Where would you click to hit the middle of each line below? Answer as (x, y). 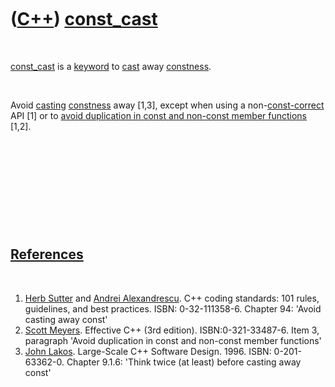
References (47, 254)
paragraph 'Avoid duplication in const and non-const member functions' (173, 340)
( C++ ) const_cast (84, 19)
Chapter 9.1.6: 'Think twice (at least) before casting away (184, 362)
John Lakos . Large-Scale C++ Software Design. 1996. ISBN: (148, 351)
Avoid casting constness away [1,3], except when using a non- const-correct (167, 105)
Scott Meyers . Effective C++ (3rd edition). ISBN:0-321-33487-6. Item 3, (172, 330)
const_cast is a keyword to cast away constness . (111, 66)
